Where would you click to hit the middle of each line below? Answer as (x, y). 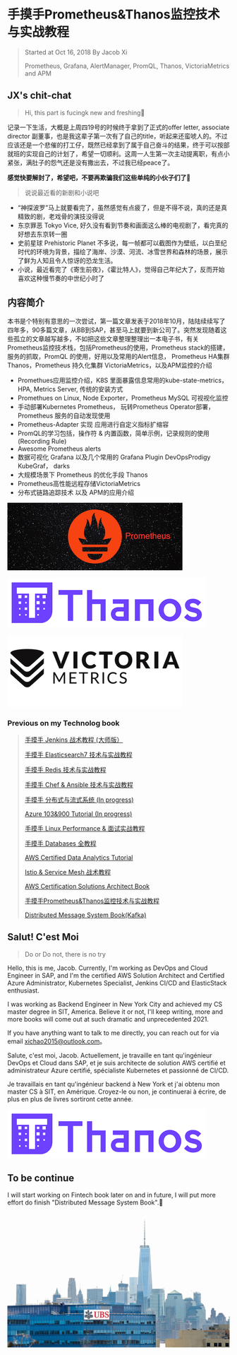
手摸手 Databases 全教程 (60, 843)
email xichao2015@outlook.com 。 (57, 1041)
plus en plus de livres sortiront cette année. (70, 1099)
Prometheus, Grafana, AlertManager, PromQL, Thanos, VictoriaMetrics (127, 66)
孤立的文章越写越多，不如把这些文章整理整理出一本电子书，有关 (106, 338)
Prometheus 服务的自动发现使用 (64, 415)
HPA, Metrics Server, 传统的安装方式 (70, 389)
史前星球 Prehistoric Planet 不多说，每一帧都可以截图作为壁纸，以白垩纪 (122, 243)
